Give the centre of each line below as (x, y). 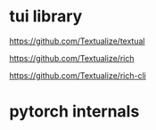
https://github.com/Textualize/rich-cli (78, 75)
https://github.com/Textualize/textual (77, 41)
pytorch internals (74, 112)
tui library (46, 16)
